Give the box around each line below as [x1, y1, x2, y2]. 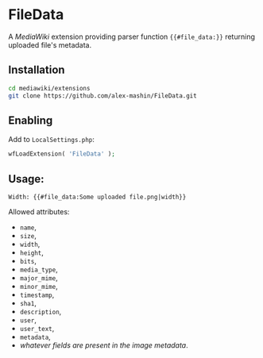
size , [19, 231, 37, 240]
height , [19, 248, 44, 257]
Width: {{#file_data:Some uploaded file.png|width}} [8, 193, 187, 201]
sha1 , [19, 298, 37, 307]
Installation [8, 64, 65, 77]
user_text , [19, 324, 55, 333]
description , [19, 307, 62, 316]
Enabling [8, 114, 53, 127]
